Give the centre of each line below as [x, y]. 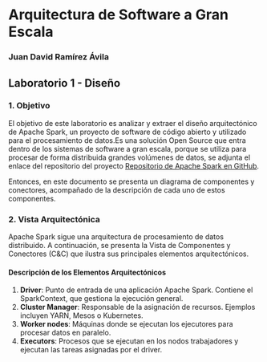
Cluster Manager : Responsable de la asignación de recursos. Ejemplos [138, 307]
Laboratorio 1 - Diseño [65, 83]
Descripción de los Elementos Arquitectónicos [87, 272]
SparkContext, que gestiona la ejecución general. [101, 299]
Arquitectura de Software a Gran [118, 15]
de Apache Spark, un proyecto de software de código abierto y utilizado [127, 132]
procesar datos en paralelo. [65, 333]
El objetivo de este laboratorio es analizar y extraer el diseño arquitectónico [133, 123]
